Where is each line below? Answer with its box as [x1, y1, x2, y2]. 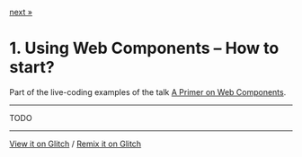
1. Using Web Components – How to [9, 39, 280, 58]
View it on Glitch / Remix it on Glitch [9, 138, 142, 149]
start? [9, 57, 56, 78]
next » [9, 7, 33, 17]
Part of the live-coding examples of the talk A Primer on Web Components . [9, 86, 287, 97]
